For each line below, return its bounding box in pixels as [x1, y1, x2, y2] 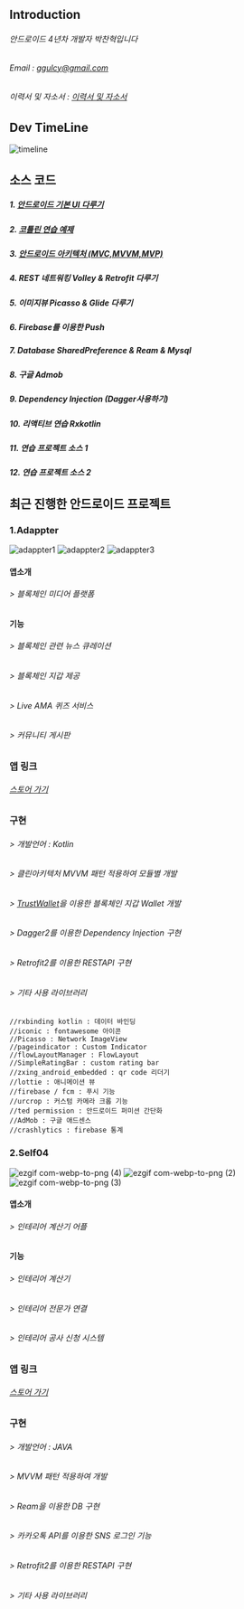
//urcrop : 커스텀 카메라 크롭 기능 [9, 1097, 128, 1106]
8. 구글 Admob [9, 369, 63, 380]
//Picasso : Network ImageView [9, 1035, 127, 1044]
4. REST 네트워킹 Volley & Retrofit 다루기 [9, 273, 158, 284]
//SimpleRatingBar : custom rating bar [9, 1059, 160, 1068]
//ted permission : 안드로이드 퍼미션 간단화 [9, 1106, 163, 1115]
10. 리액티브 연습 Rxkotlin [9, 418, 101, 428]
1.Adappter [9, 523, 60, 536]
